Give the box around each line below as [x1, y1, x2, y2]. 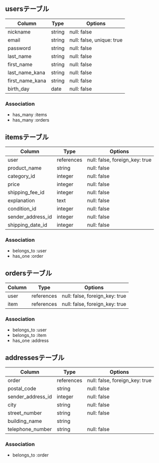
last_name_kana [7, 69, 46, 76]
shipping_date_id [7, 221, 47, 228]
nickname [7, 28, 31, 35]
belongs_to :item [12, 332, 47, 338]
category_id [7, 172, 35, 179]
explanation [7, 197, 35, 204]
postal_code [7, 385, 36, 392]
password [7, 45, 31, 52]
